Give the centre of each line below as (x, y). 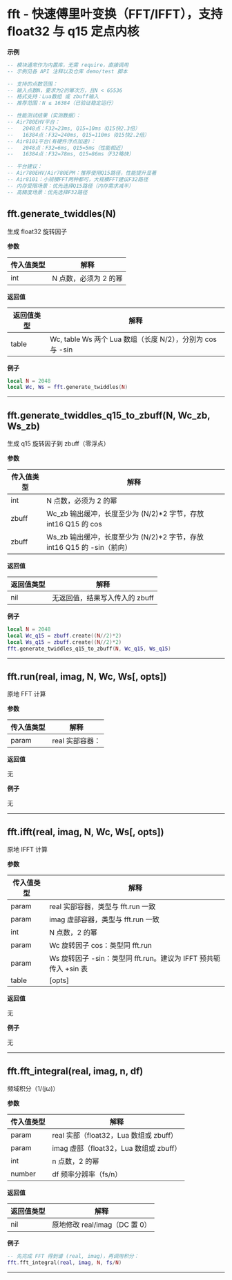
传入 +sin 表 (69, 969)
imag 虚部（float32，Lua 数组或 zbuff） (117, 1148)
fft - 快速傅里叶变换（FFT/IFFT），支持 (115, 14)
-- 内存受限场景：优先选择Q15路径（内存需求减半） (70, 186)
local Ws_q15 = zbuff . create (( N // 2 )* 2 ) (65, 642)
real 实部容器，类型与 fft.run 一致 (103, 907)
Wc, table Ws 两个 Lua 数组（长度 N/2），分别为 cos (133, 339)
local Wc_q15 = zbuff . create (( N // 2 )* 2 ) (65, 636)
